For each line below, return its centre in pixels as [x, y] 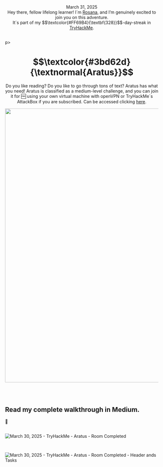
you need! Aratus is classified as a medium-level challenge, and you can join [82, 91]
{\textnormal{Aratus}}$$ [82, 72]
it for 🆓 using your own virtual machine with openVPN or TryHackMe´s [82, 96]
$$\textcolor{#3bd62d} [82, 62]
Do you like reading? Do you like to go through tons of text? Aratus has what [82, 86]
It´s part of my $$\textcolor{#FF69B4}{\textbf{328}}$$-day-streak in [82, 22]
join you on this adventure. [82, 17]
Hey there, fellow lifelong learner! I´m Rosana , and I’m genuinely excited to [82, 12]
